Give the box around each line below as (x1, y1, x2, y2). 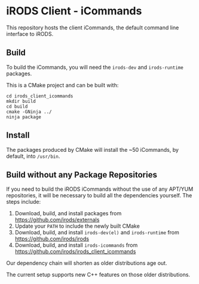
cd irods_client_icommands (6, 93, 74, 99)
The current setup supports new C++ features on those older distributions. (6, 271, 190, 279)
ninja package (6, 114, 42, 120)
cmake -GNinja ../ (6, 109, 52, 115)
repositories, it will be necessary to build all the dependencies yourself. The (6, 192, 192, 199)
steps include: (6, 199, 41, 206)
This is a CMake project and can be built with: (6, 81, 119, 88)
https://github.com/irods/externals (14, 216, 100, 224)
